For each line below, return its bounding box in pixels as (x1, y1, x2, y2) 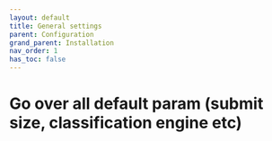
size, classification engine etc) (9, 113, 242, 133)
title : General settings (9, 22, 102, 31)
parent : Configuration (9, 30, 94, 39)
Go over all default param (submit (9, 93, 264, 114)
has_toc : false (9, 55, 66, 64)
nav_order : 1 (9, 47, 58, 56)
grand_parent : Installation (9, 38, 115, 48)
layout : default (9, 13, 70, 22)
